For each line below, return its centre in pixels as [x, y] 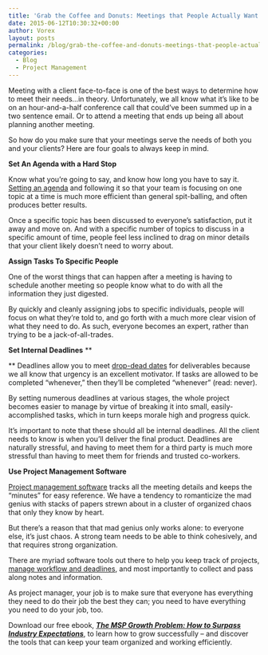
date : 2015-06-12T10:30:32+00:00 [64, 23]
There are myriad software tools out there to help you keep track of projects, [134, 560]
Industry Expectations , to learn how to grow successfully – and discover [128, 633]
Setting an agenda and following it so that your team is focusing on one [125, 188]
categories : [28, 53]
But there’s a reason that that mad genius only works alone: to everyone [126, 527]
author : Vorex [32, 30]
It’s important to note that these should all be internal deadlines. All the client [134, 430]
